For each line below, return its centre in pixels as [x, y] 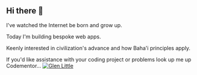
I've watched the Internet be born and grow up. [64, 25]
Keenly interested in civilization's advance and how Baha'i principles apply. [98, 48]
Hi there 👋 [25, 11]
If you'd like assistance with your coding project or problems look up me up [99, 59]
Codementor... [24, 66]
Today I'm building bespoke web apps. [54, 37]
